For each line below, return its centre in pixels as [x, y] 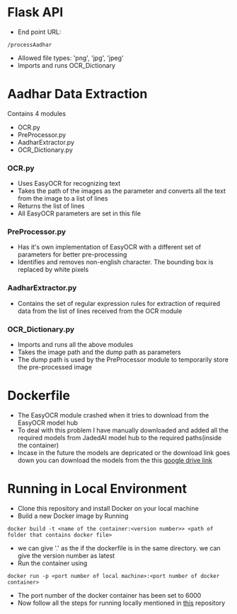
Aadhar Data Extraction [77, 94]
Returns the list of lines [51, 206]
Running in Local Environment [97, 489]
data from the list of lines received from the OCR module [100, 311]
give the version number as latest [66, 555]
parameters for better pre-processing [72, 254]
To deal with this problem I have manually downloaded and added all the [123, 430]
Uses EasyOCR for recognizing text [69, 184]
